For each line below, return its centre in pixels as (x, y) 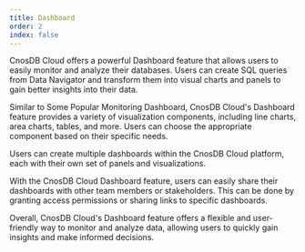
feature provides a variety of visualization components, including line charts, (153, 117)
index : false (34, 35)
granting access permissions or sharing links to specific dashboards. (139, 200)
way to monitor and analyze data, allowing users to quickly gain (159, 227)
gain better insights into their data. (74, 90)
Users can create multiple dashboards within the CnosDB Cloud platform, (147, 154)
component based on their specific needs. (89, 136)
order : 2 (26, 26)
